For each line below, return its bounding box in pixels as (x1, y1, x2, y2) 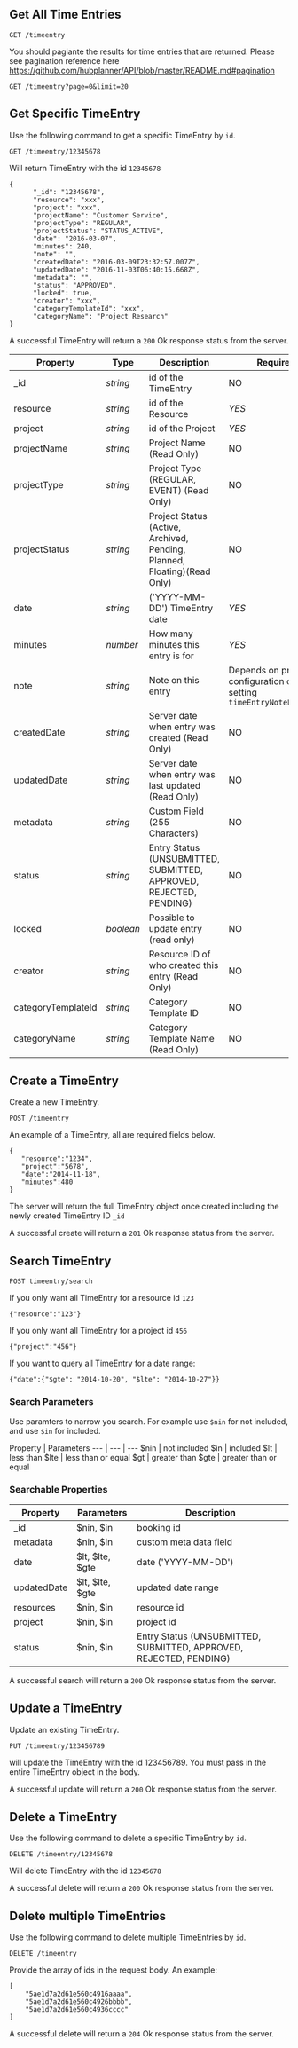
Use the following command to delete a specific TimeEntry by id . (9, 1832, 247, 1844)
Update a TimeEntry (9, 1701, 122, 1716)
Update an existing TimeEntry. (9, 1724, 120, 1735)
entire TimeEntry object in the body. (9, 1766, 140, 1777)
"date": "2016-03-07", (32, 234, 117, 243)
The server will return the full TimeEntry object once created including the (9, 1201, 279, 1212)
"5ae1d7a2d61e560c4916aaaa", (25, 1989, 133, 1999)
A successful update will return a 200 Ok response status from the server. (9, 1784, 278, 1794)
